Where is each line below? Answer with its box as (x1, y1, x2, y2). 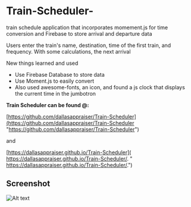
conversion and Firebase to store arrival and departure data (6, 30, 153, 37)
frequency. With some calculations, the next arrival (6, 48, 131, 55)
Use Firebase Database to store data (14, 71, 105, 78)
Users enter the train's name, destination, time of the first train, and (6, 42, 171, 49)
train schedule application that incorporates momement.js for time (6, 24, 168, 31)
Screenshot (6, 178, 51, 189)
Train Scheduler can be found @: (6, 101, 89, 108)
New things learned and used (6, 59, 79, 67)
